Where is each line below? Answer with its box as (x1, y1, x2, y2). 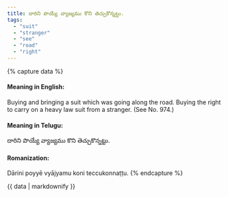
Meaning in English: (7, 83, 65, 91)
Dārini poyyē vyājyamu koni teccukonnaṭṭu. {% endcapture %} (7, 169, 183, 177)
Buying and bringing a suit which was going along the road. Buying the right (7, 98, 221, 106)
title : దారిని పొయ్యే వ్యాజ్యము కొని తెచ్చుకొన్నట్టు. (7, 10, 125, 17)
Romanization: (7, 154, 50, 162)
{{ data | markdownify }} (7, 183, 76, 191)
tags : (7, 16, 23, 23)
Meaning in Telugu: (7, 121, 64, 129)
